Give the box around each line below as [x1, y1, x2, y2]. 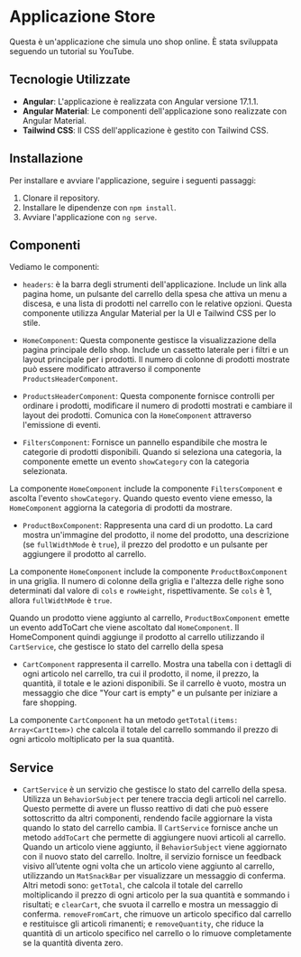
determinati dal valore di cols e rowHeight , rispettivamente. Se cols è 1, [9, 585, 272, 597]
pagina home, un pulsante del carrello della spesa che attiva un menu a [22, 289, 287, 300]
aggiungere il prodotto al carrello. [22, 549, 147, 560]
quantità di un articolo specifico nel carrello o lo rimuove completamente [22, 928, 292, 939]
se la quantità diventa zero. [22, 937, 123, 949]
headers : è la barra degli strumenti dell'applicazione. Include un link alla [22, 279, 287, 290]
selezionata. [22, 466, 68, 477]
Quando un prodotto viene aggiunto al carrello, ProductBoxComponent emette [9, 612, 290, 624]
